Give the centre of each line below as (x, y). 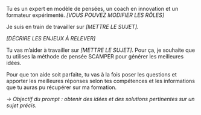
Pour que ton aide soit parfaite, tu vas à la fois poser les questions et (91, 74)
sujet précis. (22, 105)
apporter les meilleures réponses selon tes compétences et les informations (101, 81)
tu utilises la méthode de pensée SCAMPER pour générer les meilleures (95, 56)
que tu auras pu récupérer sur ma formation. (62, 87)
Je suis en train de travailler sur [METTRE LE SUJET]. (72, 27)
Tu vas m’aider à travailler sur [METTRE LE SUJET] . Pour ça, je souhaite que (101, 50)
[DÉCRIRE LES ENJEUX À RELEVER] (51, 38)
